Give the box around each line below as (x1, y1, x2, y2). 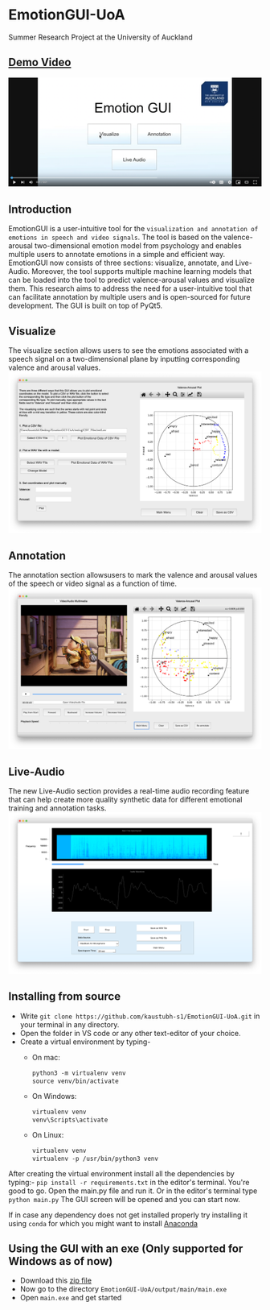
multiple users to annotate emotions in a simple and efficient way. (8, 250, 226, 259)
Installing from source (8, 989, 121, 1004)
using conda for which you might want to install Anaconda (8, 1218, 198, 1228)
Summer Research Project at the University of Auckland (8, 32, 193, 42)
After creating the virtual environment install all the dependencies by (8, 1168, 235, 1178)
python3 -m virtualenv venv (31, 1069, 126, 1077)
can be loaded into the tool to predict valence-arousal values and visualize (8, 276, 255, 285)
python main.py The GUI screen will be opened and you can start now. (8, 1194, 241, 1204)
